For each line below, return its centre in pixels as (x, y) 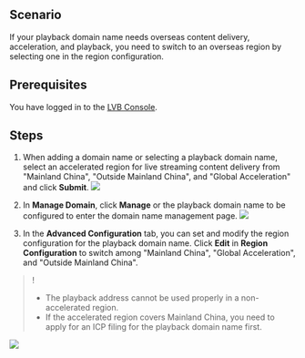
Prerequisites (48, 85)
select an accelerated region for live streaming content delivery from (151, 167)
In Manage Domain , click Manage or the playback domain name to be (154, 205)
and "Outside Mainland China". (80, 262)
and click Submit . (56, 188)
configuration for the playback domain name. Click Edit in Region (145, 243)
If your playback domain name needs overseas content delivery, (130, 36)
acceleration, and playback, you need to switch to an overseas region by (146, 46)
